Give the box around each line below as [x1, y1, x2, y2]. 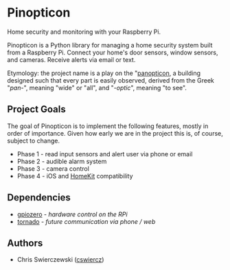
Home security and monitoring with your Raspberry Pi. [7, 28, 161, 36]
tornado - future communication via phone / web [16, 217, 156, 225]
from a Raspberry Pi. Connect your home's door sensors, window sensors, [7, 48, 218, 56]
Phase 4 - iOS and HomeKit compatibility [16, 172, 133, 180]
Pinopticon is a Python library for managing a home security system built [7, 41, 213, 49]
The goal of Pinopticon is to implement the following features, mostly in [7, 122, 209, 130]
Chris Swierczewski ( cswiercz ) [16, 256, 104, 264]
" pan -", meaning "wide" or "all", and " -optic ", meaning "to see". [7, 83, 187, 92]
